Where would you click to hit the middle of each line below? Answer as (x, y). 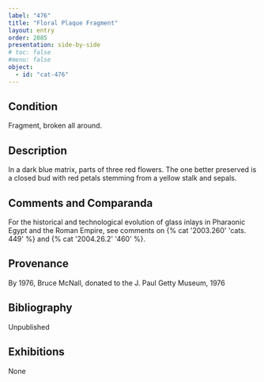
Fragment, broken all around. (55, 126)
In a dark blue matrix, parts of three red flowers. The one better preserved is (132, 170)
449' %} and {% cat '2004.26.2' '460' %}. (77, 239)
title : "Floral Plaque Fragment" (63, 23)
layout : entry (32, 30)
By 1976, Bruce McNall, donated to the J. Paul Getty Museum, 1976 (117, 283)
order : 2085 (28, 38)
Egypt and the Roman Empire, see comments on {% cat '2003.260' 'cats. (127, 231)
